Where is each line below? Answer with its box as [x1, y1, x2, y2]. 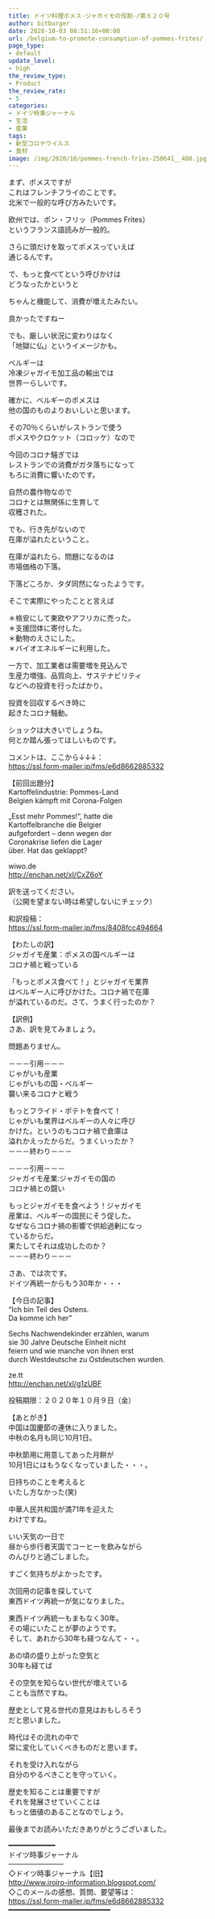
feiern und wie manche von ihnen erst [8, 1346, 134, 1356]
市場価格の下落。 [8, 562, 65, 571]
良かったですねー [8, 314, 65, 324]
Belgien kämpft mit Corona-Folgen [8, 796, 122, 805]
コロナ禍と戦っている [8, 959, 79, 969]
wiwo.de [8, 861, 37, 872]
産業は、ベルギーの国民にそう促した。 [8, 1211, 135, 1221]
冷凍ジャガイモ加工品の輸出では [8, 368, 114, 378]
